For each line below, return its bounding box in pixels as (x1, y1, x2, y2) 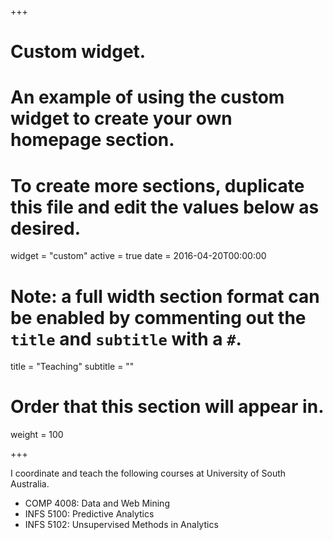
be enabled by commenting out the (10, 306, 307, 329)
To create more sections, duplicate (10, 174, 305, 197)
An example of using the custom (10, 86, 285, 109)
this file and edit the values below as (10, 196, 320, 218)
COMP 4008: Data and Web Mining (24, 497, 170, 510)
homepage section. (10, 129, 175, 151)
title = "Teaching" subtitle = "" (10, 361, 135, 373)
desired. (10, 217, 81, 240)
